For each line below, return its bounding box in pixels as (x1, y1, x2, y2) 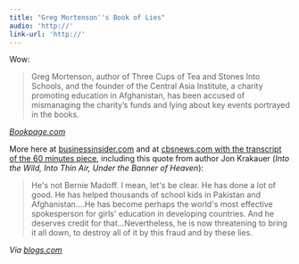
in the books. (30, 109, 79, 120)
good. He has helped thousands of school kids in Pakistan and (30, 189, 262, 201)
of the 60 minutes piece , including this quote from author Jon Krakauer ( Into (9, 153, 290, 164)
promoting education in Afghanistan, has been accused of (30, 90, 245, 101)
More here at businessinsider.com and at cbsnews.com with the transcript (9, 144, 282, 154)
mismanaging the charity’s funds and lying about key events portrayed (30, 100, 290, 111)
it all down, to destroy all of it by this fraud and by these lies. (30, 227, 253, 238)
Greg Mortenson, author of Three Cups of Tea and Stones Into (30, 71, 261, 82)
